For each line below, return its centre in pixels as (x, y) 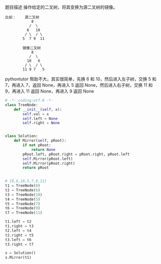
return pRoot (36, 168)
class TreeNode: (21, 105)
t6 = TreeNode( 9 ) (23, 208)
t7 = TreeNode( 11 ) (24, 213)
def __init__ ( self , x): (38, 109)
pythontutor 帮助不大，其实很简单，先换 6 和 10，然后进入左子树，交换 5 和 (81, 79)
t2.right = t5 (20, 235)
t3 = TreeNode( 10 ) (24, 195)
